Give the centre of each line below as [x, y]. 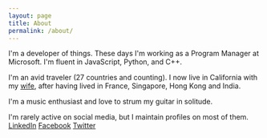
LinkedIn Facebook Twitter [52, 126]
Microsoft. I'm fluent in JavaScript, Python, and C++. [95, 62]
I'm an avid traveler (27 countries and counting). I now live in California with [133, 78]
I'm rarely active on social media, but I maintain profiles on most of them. [128, 117]
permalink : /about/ [41, 30]
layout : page [30, 16]
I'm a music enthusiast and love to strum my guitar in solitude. [111, 102]
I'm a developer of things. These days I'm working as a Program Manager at [133, 54]
